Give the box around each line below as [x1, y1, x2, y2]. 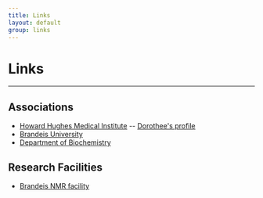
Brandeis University [19, 130, 84, 139]
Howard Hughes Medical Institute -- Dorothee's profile [19, 121, 196, 131]
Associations [8, 100, 74, 113]
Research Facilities [8, 160, 103, 174]
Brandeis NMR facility [19, 181, 90, 190]
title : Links [8, 11, 51, 20]
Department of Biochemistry [19, 138, 111, 147]
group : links [8, 26, 51, 34]
